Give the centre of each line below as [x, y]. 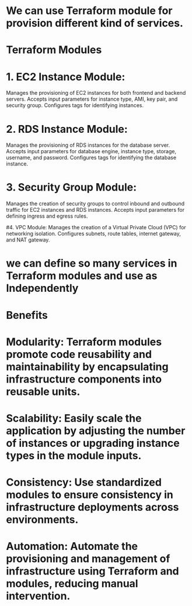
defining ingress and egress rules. [47, 216]
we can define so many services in [92, 264]
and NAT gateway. [28, 240]
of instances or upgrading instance [93, 443]
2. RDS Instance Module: [67, 129]
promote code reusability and [79, 354]
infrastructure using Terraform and [92, 571]
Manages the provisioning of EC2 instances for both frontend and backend [96, 93]
